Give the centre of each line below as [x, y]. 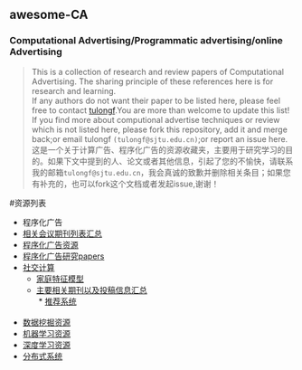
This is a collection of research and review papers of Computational [158, 71]
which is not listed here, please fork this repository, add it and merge [159, 129]
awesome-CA [49, 15]
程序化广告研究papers [63, 256]
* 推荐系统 [57, 301]
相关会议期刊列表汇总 [62, 233]
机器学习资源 [46, 333]
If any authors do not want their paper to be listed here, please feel [156, 100]
